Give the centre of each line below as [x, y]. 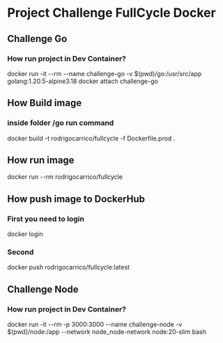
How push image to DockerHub [76, 199]
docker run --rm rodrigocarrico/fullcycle [65, 177]
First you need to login [46, 219]
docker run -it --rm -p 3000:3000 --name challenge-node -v [95, 324]
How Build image [45, 103]
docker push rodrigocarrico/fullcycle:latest [69, 268]
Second [21, 251]
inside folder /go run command [61, 123]
